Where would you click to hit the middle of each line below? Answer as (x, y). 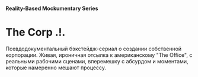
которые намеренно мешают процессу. (56, 68)
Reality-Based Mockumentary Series (52, 8)
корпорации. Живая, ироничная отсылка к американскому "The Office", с (99, 55)
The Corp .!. (36, 32)
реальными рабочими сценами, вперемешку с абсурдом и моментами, (97, 61)
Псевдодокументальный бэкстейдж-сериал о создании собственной (94, 49)
